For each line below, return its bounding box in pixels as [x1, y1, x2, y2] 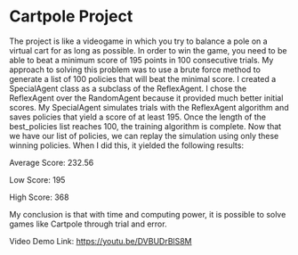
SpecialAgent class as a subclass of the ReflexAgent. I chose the [9, 83, 247, 94]
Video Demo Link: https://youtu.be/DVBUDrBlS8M [9, 235, 192, 246]
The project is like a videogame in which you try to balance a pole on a [9, 36, 269, 46]
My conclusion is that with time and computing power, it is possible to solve [9, 209, 286, 219]
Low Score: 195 [9, 174, 66, 185]
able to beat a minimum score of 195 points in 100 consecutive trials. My [9, 54, 274, 65]
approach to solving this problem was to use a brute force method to [9, 64, 261, 75]
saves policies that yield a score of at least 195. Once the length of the [9, 111, 267, 122]
